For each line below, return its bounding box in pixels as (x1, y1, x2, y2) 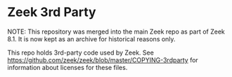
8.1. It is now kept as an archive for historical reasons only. (7, 34, 176, 43)
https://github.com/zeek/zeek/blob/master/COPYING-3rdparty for (7, 55, 198, 64)
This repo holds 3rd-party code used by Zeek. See (7, 48, 155, 57)
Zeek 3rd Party (7, 4, 96, 20)
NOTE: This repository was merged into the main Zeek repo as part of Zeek (7, 27, 225, 36)
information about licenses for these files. (7, 63, 128, 71)
